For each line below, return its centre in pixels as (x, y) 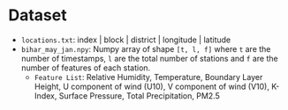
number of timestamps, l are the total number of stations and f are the (150, 58)
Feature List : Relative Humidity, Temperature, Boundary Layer (148, 77)
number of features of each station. (86, 68)
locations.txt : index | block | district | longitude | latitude (126, 40)
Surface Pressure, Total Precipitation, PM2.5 (139, 95)
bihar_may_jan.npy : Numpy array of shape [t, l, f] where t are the (146, 48)
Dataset (38, 15)
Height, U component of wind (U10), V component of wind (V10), (152, 86)
